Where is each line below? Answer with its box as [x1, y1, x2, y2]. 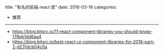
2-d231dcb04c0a [12, 44, 47, 50]
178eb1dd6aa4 [12, 34, 41, 40]
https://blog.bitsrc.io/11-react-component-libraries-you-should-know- [12, 28, 153, 34]
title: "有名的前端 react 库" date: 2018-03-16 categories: [5, 4, 117, 10]
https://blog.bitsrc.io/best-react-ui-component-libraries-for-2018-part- [12, 39, 155, 44]
